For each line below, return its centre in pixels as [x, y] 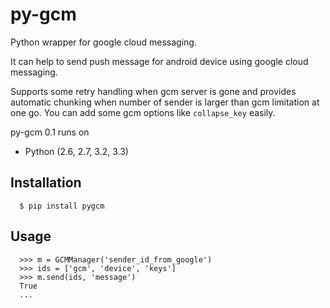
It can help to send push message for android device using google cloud [159, 61]
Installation [46, 183]
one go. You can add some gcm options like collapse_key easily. [143, 112]
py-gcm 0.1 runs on [50, 132]
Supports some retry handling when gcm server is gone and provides [153, 91]
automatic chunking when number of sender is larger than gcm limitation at [165, 102]
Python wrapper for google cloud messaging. [103, 42]
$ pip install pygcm [62, 206]
